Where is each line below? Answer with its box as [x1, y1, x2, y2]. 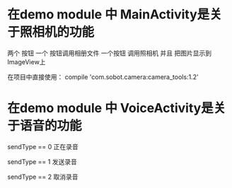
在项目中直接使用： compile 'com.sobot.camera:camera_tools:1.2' [7, 72, 199, 81]
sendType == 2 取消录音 [7, 172, 79, 181]
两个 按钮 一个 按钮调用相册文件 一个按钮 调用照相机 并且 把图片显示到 [7, 49, 212, 57]
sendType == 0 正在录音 [7, 142, 79, 151]
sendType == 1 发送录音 [7, 157, 78, 166]
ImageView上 [7, 57, 46, 66]
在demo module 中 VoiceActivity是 [7, 100, 214, 117]
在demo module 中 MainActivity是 [7, 6, 210, 23]
